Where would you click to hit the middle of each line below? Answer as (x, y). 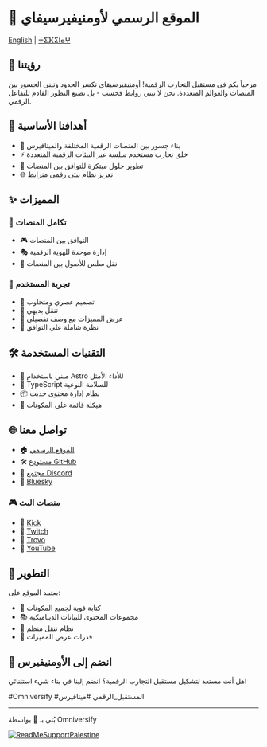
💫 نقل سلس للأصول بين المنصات (68, 264)
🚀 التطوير (29, 573)
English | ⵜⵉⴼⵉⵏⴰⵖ (39, 40)
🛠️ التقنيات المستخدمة (57, 352)
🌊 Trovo (33, 540)
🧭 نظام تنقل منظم (46, 628)
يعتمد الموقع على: (35, 593)
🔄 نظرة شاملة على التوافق (59, 327)
